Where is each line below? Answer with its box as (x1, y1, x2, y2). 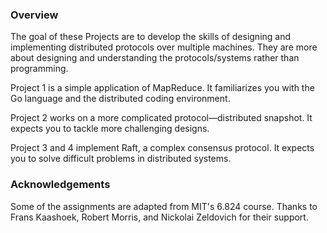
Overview (10, 8, 59, 22)
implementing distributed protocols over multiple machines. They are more (10, 41, 318, 53)
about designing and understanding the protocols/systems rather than (10, 52, 300, 64)
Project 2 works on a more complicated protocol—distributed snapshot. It (10, 112, 313, 124)
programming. (10, 63, 69, 75)
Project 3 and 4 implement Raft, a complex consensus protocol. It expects (10, 142, 315, 154)
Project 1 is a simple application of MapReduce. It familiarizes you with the (10, 82, 315, 94)
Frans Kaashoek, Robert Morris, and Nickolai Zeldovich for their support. (10, 211, 309, 223)
